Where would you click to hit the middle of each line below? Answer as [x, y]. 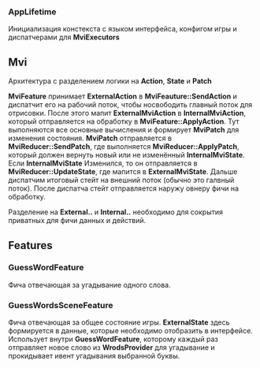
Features [30, 245]
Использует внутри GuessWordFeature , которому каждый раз [113, 339]
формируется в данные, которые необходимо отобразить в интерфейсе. [131, 331]
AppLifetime [32, 12]
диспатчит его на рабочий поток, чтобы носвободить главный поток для [130, 105]
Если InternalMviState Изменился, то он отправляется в [103, 163]
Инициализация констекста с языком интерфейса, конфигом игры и [123, 29]
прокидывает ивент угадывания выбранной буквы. [94, 356]
